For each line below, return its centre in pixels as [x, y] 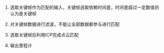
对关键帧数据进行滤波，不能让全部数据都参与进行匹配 [65, 24]
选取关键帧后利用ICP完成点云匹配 [44, 35]
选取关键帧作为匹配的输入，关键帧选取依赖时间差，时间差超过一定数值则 [84, 7]
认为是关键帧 [23, 13]
